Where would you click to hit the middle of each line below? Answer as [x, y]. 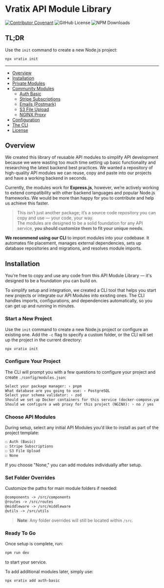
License [20, 130]
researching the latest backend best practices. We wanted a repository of [79, 168]
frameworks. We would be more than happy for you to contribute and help [80, 198]
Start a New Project [29, 319]
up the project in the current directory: [43, 340]
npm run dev [17, 553]
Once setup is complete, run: [34, 543]
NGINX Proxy [33, 114]
